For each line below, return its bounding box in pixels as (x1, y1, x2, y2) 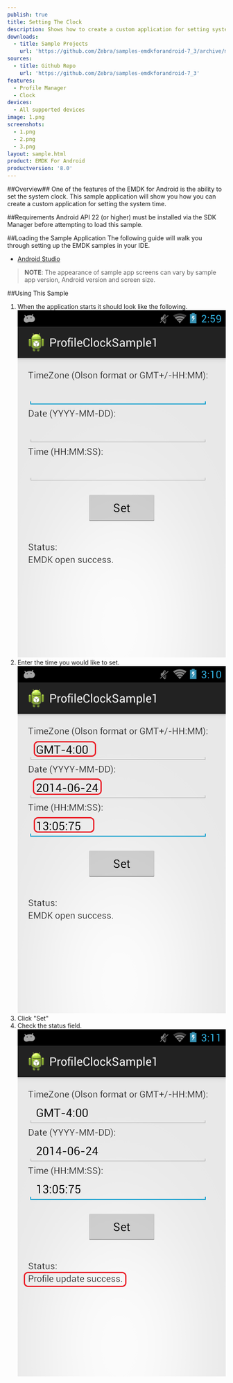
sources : (7, 56, 33, 62)
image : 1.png (7, 114, 45, 121)
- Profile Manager (13, 84, 67, 92)
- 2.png (13, 135, 36, 142)
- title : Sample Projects (13, 40, 89, 48)
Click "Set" (17, 1014, 49, 1022)
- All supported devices (13, 106, 85, 114)
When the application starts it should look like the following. (17, 303, 188, 310)
